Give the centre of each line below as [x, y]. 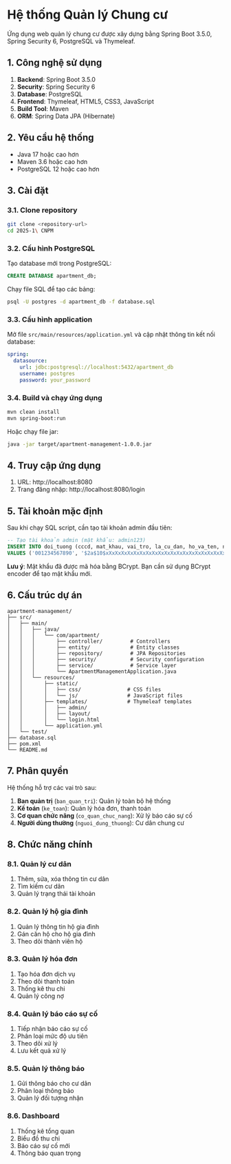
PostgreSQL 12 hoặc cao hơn [58, 169]
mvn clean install [33, 412]
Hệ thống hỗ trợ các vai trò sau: [52, 787]
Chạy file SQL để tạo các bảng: [51, 289]
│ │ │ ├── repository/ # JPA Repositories [97, 653]
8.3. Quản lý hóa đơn [42, 959]
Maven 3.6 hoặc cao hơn [52, 161]
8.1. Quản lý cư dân [40, 864]
